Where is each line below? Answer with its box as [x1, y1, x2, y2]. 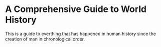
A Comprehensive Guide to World [5, 3, 147, 15]
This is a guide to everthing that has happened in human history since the [5, 30, 156, 36]
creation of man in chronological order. [5, 36, 85, 42]
